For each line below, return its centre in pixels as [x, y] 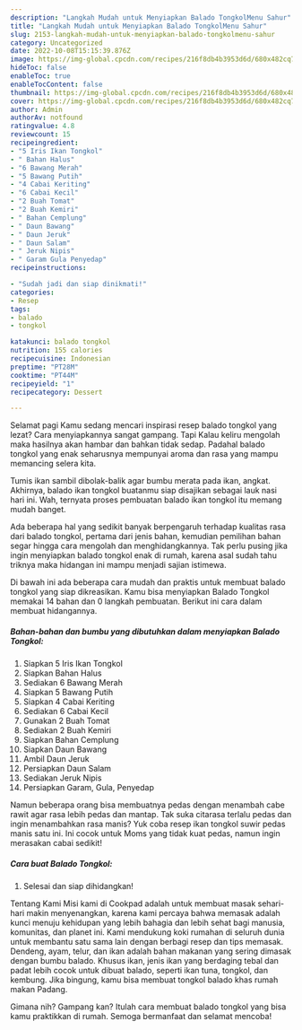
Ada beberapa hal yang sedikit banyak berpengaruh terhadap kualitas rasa [148, 527]
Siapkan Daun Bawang [65, 749]
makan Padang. [39, 990]
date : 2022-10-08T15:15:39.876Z [70, 51]
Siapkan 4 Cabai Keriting [69, 702]
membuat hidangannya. [54, 611]
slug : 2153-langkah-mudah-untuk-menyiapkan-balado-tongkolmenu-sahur [143, 34]
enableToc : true [40, 76]
